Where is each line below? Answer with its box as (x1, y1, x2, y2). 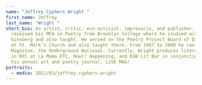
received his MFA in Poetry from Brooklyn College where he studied (11, 31, 187, 37)
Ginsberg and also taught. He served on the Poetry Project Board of (11, 37, 189, 42)
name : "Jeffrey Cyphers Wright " (5, 8, 90, 15)
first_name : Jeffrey (5, 14, 58, 20)
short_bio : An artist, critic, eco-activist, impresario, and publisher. (5, 25, 195, 32)
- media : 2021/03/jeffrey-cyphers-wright (11, 70, 117, 76)
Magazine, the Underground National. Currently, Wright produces (11, 48, 179, 54)
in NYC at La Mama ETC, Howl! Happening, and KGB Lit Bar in (11, 53, 168, 59)
